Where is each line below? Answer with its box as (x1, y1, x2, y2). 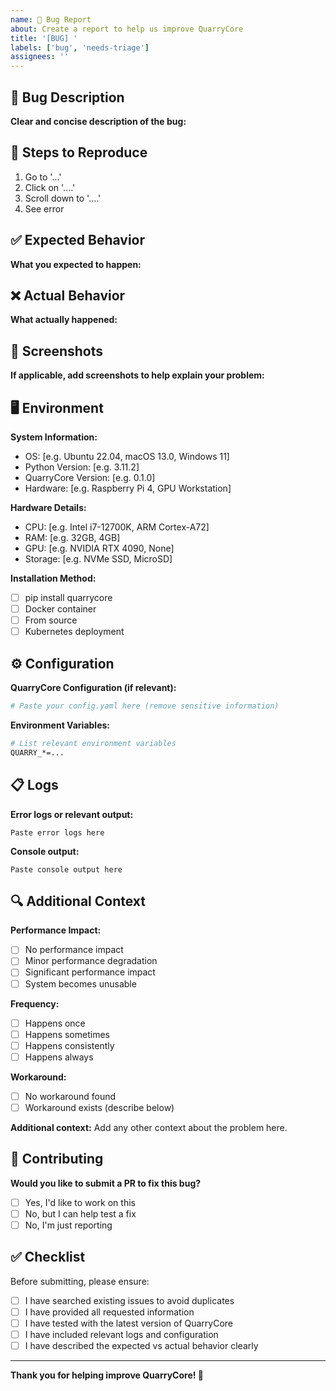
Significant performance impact (24, 966, 156, 978)
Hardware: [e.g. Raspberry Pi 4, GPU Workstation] (24, 482, 232, 494)
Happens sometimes (24, 1028, 110, 1040)
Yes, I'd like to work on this (24, 1196, 136, 1208)
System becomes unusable (24, 977, 137, 990)
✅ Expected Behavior (10, 232, 146, 249)
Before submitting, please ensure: (10, 1275, 150, 1287)
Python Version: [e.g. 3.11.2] (24, 461, 140, 473)
